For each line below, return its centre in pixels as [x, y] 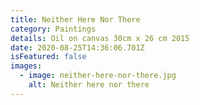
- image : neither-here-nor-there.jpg [98, 76]
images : [26, 66]
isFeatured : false [48, 57]
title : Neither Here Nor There [75, 19]
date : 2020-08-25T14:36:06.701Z [77, 47]
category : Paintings [53, 29]
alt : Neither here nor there [89, 85]
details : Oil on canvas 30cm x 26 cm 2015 [100, 38]
